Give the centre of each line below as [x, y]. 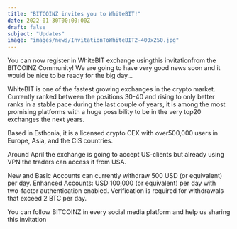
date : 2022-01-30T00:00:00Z [49, 21]
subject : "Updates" [36, 34]
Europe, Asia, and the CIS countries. [60, 141]
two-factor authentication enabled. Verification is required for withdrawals [116, 191]
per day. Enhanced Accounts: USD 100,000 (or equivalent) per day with [112, 183]
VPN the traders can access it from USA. [67, 162]
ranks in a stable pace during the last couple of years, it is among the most [116, 104]
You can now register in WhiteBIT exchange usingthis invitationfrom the [112, 60]
